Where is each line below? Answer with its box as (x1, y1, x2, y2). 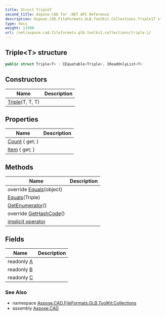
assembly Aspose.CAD (12, 305, 59, 312)
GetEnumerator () (7, 202, 47, 209)
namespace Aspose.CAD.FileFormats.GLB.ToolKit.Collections (12, 300, 137, 306)
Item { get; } (7, 146, 35, 153)
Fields (5, 235, 25, 243)
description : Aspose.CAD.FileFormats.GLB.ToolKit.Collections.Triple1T (5, 16, 156, 21)
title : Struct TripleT (5, 7, 52, 12)
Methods (5, 163, 34, 171)
